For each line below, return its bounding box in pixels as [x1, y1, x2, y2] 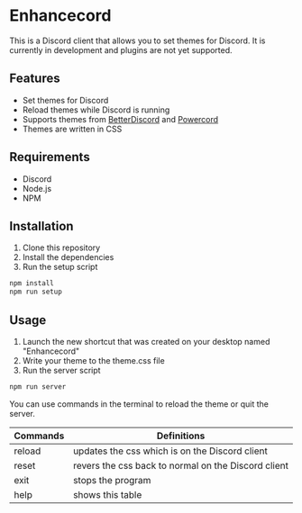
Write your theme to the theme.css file [22, 355, 165, 365]
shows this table [73, 488, 142, 500]
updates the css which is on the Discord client [73, 445, 268, 457]
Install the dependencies [22, 252, 114, 263]
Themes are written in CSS [22, 123, 123, 134]
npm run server [9, 382, 67, 391]
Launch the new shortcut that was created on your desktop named [22, 336, 270, 346]
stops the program [73, 473, 151, 486]
